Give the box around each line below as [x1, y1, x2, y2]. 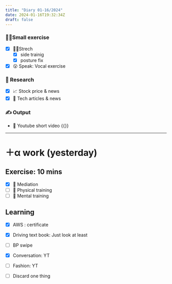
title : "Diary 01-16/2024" [5, 7, 63, 13]
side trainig [20, 51, 45, 57]
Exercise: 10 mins [5, 168, 62, 176]
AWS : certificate [12, 221, 49, 228]
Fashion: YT [12, 262, 38, 269]
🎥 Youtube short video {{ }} [12, 123, 69, 129]
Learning [5, 208, 35, 217]
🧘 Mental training [12, 193, 49, 199]
